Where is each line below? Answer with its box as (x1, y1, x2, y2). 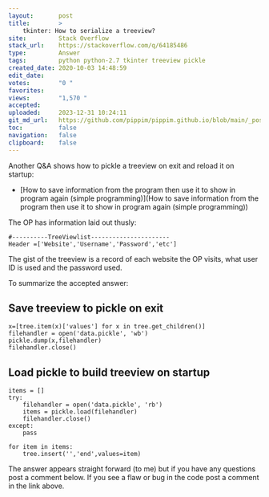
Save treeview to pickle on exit (8, 301, 164, 315)
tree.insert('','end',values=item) (22, 450, 142, 458)
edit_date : (8, 71, 45, 79)
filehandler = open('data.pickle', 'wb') (8, 330, 149, 338)
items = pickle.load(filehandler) (22, 408, 138, 416)
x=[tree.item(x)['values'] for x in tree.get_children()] (8, 323, 206, 331)
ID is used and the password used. (8, 263, 122, 272)
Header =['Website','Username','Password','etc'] (8, 240, 178, 248)
